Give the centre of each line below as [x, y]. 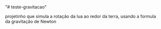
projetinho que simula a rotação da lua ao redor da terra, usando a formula [80, 16]
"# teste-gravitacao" [26, 7]
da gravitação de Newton [31, 22]
